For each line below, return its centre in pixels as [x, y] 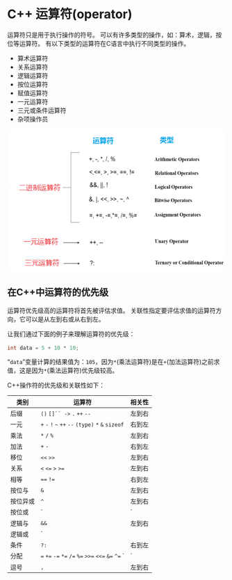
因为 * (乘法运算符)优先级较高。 [75, 371]
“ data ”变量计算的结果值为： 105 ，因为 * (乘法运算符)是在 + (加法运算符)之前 [110, 362]
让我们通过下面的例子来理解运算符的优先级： [71, 333]
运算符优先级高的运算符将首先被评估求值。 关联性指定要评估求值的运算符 [111, 310]
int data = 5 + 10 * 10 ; [43, 348]
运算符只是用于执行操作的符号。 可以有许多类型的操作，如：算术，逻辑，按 [115, 35]
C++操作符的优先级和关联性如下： [56, 386]
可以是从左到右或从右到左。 [65, 319]
